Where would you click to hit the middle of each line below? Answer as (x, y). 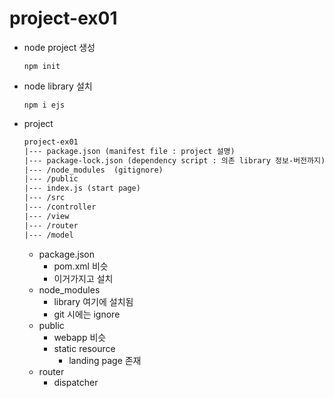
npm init (42, 66)
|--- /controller (60, 207)
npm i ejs (44, 105)
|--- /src (44, 198)
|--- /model (48, 235)
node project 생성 (59, 47)
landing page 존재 (105, 360)
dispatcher (76, 382)
